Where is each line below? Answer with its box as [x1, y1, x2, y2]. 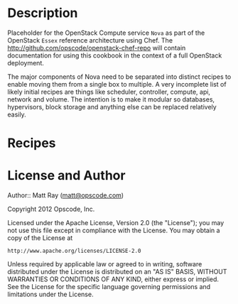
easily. [7, 110, 26, 119]
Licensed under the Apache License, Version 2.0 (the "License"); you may [7, 219, 225, 227]
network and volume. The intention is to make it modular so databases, [7, 94, 215, 104]
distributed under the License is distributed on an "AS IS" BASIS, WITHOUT [7, 268, 227, 276]
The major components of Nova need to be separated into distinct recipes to [7, 72, 232, 81]
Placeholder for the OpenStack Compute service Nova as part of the [7, 28, 205, 37]
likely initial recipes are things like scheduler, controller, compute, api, [7, 87, 211, 96]
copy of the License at [7, 234, 73, 242]
